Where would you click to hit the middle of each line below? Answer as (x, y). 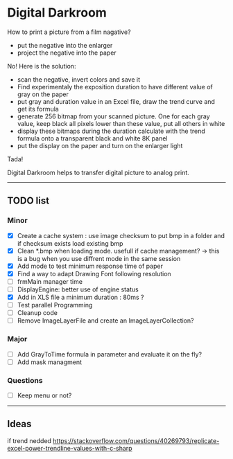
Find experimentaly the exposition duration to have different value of (115, 87)
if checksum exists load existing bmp (70, 243)
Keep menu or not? (44, 395)
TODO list (28, 201)
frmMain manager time (50, 281)
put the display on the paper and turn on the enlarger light (100, 145)
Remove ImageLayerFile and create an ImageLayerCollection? (105, 321)
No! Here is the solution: (42, 66)
